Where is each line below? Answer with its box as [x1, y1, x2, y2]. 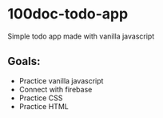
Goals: [7, 55, 41, 68]
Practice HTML [18, 101, 69, 111]
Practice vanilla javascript [18, 75, 104, 85]
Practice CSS [18, 93, 63, 103]
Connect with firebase [18, 84, 93, 94]
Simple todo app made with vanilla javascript [7, 31, 155, 41]
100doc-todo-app [7, 5, 129, 23]
